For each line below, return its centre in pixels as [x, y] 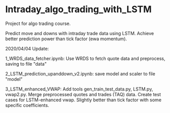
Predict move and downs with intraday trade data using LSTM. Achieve [80, 33]
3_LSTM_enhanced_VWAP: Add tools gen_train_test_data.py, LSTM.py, [79, 89]
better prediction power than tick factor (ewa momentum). [66, 39]
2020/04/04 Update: [27, 48]
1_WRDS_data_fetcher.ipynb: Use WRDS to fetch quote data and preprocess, [85, 58]
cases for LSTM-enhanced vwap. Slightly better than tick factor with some [83, 100]
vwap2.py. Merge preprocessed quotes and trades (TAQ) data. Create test [83, 94]
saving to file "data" [26, 64]
